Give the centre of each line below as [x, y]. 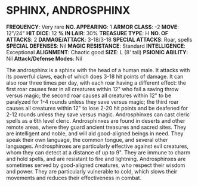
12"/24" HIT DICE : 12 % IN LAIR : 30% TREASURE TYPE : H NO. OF [87, 33]
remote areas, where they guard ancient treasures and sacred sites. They [96, 127]
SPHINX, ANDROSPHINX [68, 10]
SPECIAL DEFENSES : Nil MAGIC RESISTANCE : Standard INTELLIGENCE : [96, 46]
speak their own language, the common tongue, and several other [87, 139]
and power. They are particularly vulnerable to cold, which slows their [92, 171]
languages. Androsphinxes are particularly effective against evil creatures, [98, 146]
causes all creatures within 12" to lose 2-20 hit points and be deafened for [97, 108]
